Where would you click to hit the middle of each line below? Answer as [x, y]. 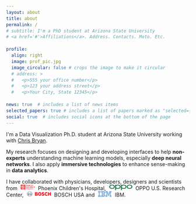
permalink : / [22, 24]
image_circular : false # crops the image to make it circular [88, 68]
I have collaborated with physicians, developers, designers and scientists [94, 181]
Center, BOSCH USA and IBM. [66, 195]
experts [16, 158]
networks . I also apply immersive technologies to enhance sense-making [96, 164]
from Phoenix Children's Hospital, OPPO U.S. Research [96, 188]
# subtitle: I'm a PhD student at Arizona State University [81, 31]
